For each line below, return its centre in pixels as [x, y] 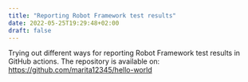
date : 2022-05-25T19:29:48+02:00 [64, 23]
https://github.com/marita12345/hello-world [81, 70]
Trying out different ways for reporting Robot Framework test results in [124, 53]
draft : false [30, 30]
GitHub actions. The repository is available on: [84, 61]
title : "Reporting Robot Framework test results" [93, 16]
